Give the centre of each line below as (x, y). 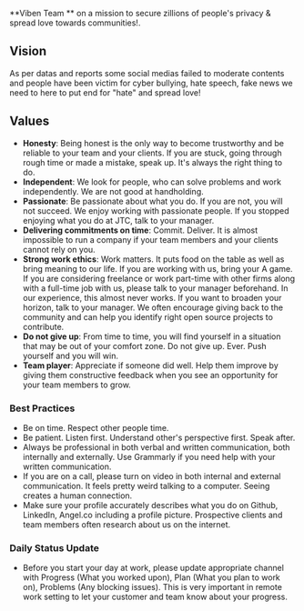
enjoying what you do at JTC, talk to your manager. (118, 220)
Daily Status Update (55, 547)
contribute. (43, 326)
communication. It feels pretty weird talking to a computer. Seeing (146, 486)
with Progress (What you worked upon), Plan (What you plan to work (151, 577)
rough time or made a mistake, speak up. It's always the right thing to (152, 162)
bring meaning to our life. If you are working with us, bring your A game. (157, 268)
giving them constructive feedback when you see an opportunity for (150, 375)
